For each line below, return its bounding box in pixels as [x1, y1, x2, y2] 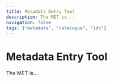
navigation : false [6, 19, 51, 25]
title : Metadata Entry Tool [6, 8, 75, 15]
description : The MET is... [6, 14, 75, 20]
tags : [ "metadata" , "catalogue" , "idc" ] [6, 25, 107, 31]
